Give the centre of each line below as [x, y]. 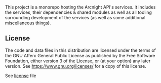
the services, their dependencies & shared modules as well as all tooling [79, 12]
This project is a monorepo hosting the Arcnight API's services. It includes [80, 7]
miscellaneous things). [28, 23]
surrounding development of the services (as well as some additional [75, 18]
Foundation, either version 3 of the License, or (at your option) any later [78, 61]
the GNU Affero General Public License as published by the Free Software [80, 55]
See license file [21, 76]
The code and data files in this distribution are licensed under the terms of [80, 50]
